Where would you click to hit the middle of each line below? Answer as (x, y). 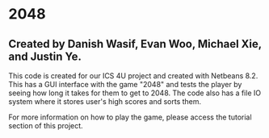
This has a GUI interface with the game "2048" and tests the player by (125, 84)
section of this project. (46, 125)
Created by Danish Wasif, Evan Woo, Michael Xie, (135, 44)
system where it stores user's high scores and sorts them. (105, 101)
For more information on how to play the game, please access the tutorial (130, 117)
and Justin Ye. (45, 56)
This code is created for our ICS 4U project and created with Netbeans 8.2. (133, 76)
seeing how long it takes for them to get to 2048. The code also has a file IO (134, 93)
